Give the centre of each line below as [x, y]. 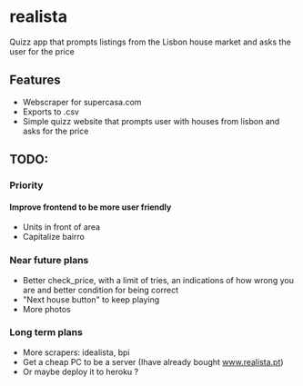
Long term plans [46, 332]
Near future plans [49, 261]
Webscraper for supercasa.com [82, 102]
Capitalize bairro [53, 237]
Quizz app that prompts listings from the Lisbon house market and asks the [150, 42]
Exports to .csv [51, 112]
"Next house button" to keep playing [91, 299]
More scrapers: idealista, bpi [76, 352]
